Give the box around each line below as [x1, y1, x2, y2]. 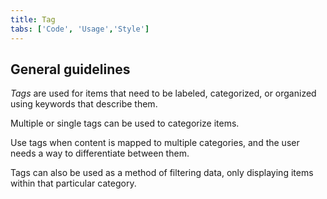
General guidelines [10, 61, 131, 78]
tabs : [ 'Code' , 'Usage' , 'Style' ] [10, 24, 150, 34]
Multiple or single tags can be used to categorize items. [10, 117, 240, 130]
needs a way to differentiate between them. [10, 147, 190, 160]
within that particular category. [10, 177, 137, 190]
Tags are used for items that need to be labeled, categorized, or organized [10, 87, 317, 100]
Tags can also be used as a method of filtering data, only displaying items [10, 167, 314, 179]
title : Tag [10, 14, 56, 25]
